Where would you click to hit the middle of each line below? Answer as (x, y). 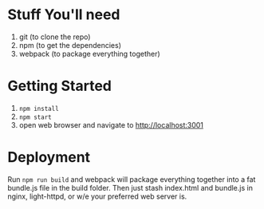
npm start (35, 117)
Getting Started (60, 86)
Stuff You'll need (64, 15)
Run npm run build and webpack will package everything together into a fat (132, 179)
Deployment (49, 158)
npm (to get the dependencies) (70, 45)
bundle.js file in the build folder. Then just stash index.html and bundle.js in (130, 187)
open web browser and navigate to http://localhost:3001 (111, 124)
